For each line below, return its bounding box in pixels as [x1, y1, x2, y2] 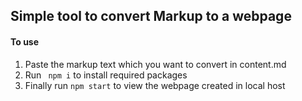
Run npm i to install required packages [24, 69, 188, 81]
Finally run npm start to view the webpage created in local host [24, 79, 286, 91]
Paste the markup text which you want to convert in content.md [24, 58, 287, 70]
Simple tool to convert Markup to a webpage [10, 8, 292, 25]
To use [10, 35, 40, 48]
